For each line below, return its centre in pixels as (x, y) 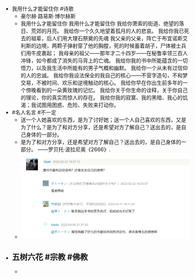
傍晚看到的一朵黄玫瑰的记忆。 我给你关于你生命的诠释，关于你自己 (107, 90)
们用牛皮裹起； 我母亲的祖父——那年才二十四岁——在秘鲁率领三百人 (104, 53)
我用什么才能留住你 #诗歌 (43, 9)
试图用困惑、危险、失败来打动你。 (78, 105)
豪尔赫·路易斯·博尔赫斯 (48, 16)
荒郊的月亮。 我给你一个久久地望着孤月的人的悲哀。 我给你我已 (108, 31)
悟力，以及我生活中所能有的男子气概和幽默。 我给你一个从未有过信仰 (104, 68)
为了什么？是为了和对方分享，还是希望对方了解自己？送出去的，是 (101, 127)
